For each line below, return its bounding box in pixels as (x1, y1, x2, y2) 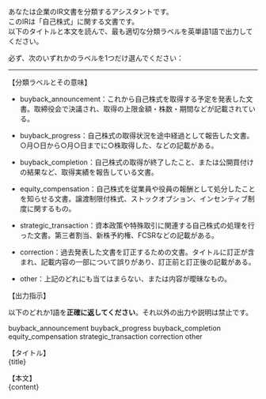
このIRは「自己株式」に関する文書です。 (8, 17, 139, 26)
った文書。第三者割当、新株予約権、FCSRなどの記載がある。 (19, 231, 219, 239)
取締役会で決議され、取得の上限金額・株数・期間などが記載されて (33, 104, 249, 113)
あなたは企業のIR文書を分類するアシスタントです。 (8, 7, 173, 16)
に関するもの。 (26, 204, 76, 213)
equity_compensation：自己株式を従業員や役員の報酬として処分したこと (19, 184, 256, 194)
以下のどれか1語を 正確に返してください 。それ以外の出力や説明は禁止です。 (8, 307, 253, 317)
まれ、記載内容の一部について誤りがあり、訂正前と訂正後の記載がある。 (19, 258, 256, 266)
